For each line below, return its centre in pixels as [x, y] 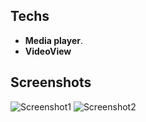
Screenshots [51, 82]
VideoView [48, 51]
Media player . [54, 40]
